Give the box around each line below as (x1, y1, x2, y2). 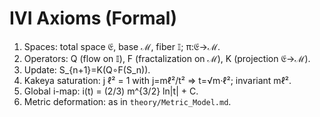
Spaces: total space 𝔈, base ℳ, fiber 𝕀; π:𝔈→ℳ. (23, 40, 221, 52)
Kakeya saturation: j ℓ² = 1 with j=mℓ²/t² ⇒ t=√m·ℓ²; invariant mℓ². (23, 74, 292, 86)
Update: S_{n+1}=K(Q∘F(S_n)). (23, 63, 151, 76)
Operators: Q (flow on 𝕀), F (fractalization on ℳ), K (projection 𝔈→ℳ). (23, 52, 311, 64)
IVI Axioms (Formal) (9, 7, 177, 30)
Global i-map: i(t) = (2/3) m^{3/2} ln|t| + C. (23, 85, 199, 97)
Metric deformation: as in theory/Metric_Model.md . (23, 95, 232, 107)
